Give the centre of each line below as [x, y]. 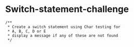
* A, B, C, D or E [27, 31]
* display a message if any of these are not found [63, 35]
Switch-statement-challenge [67, 9]
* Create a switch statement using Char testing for [64, 27]
